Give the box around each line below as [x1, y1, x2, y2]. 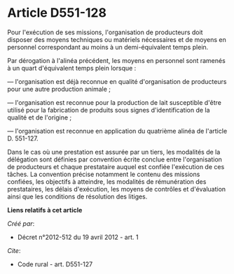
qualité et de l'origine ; [7, 113, 72, 122]
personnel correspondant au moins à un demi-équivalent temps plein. [7, 43, 209, 51]
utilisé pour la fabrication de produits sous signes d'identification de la [7, 106, 210, 114]
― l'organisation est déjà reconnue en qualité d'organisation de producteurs [7, 77, 227, 85]
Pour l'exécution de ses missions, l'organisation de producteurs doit [7, 28, 203, 36]
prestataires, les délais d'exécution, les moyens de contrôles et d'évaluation [7, 185, 226, 193]
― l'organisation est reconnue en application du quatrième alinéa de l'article [7, 127, 228, 135]
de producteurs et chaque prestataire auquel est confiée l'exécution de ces [7, 162, 225, 171]
